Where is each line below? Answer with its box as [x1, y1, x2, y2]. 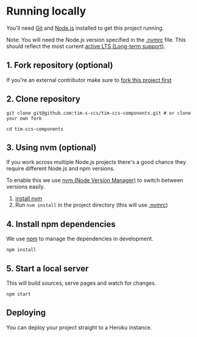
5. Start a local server [6, 263, 89, 274]
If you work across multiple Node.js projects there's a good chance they [6, 158, 187, 166]
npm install [6, 247, 36, 253]
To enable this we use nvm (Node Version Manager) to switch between [6, 177, 184, 184]
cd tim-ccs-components [6, 126, 64, 132]
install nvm [15, 195, 42, 202]
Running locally [6, 4, 87, 18]
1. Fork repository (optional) [6, 60, 113, 70]
